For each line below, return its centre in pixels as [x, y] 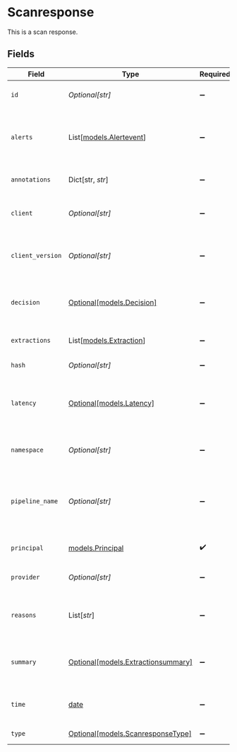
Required [215, 74]
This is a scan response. [43, 32]
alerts [22, 137]
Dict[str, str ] [88, 180]
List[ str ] [81, 615]
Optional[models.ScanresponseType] [130, 734]
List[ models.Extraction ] [107, 340]
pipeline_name [35, 501]
